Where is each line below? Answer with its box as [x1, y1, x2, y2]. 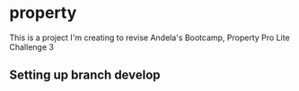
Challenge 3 [9, 41, 54, 52]
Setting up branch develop [9, 68, 161, 83]
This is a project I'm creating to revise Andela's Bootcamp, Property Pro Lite [9, 32, 290, 43]
